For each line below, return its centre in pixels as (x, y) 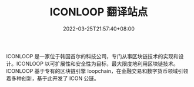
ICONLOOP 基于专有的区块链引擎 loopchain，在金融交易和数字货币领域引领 (97, 71)
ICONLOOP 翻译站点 (99, 12)
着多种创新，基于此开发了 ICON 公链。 (53, 78)
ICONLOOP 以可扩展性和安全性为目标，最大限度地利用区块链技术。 (98, 63)
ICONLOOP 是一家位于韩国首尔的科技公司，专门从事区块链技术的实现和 (93, 56)
